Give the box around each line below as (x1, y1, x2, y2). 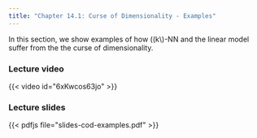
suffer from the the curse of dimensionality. (8, 42, 154, 53)
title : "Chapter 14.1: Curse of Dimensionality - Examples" (8, 11, 217, 20)
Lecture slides (8, 101, 66, 113)
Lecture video (8, 63, 65, 74)
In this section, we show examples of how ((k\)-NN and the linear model (8, 34, 250, 44)
